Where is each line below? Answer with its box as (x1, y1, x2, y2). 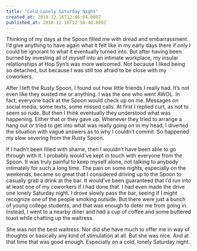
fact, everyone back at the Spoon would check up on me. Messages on (6, 97, 179, 104)
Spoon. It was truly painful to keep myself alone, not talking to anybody (6, 158, 179, 165)
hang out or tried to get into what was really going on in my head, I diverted (6, 122, 189, 129)
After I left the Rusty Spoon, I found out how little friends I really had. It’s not (6, 85, 190, 92)
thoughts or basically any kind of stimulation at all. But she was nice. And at (6, 232, 189, 239)
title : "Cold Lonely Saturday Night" (6, 8, 99, 15)
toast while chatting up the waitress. (6, 215, 94, 222)
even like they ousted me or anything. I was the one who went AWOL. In (6, 91, 181, 98)
